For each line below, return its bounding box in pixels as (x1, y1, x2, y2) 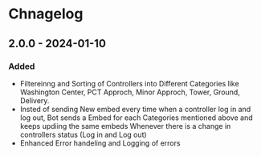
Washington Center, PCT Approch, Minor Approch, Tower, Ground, (19, 87, 241, 97)
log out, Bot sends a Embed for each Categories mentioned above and (19, 113, 253, 122)
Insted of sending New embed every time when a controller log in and (19, 104, 251, 114)
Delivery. (19, 95, 50, 105)
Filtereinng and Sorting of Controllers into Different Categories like (19, 78, 239, 88)
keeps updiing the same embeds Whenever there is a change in (19, 121, 231, 130)
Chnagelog (8, 5, 84, 23)
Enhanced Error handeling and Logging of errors (19, 138, 181, 148)
